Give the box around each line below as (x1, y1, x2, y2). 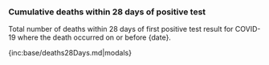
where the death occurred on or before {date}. (17, 32, 171, 42)
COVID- (234, 25, 261, 34)
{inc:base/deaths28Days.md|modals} (8, 48, 132, 58)
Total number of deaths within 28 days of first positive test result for (8, 25, 234, 34)
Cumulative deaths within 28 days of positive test (8, 6, 206, 17)
